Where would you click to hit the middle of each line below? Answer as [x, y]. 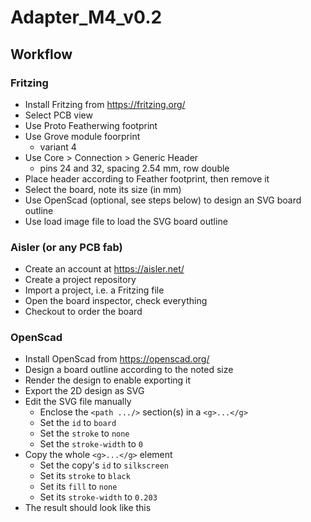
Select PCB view [58, 115]
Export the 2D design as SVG [84, 391]
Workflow [41, 54]
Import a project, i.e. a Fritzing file [94, 290]
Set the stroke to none [84, 433]
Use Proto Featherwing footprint [91, 125]
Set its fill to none [78, 487]
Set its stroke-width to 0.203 [98, 497]
